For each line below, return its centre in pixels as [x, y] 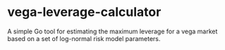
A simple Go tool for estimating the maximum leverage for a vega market [112, 31]
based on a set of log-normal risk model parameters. [84, 38]
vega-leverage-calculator [84, 12]
